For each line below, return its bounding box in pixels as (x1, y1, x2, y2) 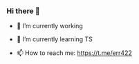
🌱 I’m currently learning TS (16, 35, 93, 43)
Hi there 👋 (6, 6, 41, 16)
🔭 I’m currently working (16, 22, 84, 30)
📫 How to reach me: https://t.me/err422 (16, 49, 132, 57)
